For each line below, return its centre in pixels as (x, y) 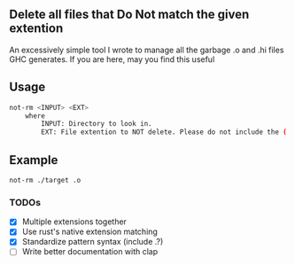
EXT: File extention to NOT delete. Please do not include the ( (164, 132)
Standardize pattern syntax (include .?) (93, 242)
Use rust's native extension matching (89, 232)
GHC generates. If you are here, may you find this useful (112, 59)
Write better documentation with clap (90, 252)
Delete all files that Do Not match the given (129, 15)
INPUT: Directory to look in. (97, 124)
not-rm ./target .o (45, 180)
